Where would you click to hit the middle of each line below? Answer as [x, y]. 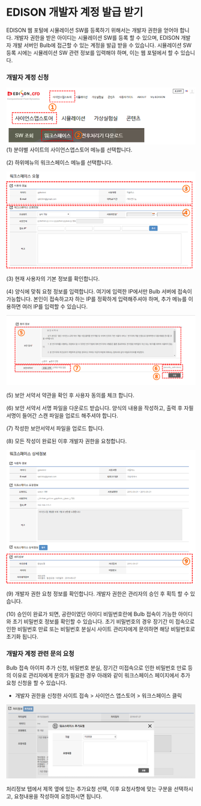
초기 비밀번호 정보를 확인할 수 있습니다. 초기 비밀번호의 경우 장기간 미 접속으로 [103, 621]
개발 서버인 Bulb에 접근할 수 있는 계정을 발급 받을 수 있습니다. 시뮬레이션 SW [102, 45]
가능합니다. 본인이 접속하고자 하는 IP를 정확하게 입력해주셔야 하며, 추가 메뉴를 [97, 299]
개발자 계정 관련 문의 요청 [40, 653]
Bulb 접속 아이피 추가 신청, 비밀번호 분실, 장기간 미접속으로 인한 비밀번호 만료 [97, 668]
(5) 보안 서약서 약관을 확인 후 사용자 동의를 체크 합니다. [70, 395]
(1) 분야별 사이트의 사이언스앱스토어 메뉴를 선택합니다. [69, 150]
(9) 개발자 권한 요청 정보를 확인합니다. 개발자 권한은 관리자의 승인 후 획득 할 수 [97, 594]
